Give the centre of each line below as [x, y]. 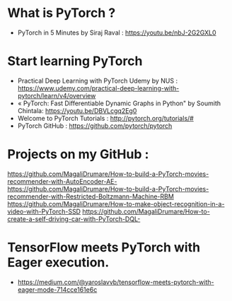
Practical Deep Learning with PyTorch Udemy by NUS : [98, 81]
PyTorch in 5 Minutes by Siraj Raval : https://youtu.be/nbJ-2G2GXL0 [117, 33]
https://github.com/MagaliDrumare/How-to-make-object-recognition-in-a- [116, 203]
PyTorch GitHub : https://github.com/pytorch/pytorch [95, 126]
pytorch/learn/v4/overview [57, 95]
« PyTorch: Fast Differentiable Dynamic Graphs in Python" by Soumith [119, 103]
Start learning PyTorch [75, 61]
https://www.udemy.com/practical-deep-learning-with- [98, 88]
